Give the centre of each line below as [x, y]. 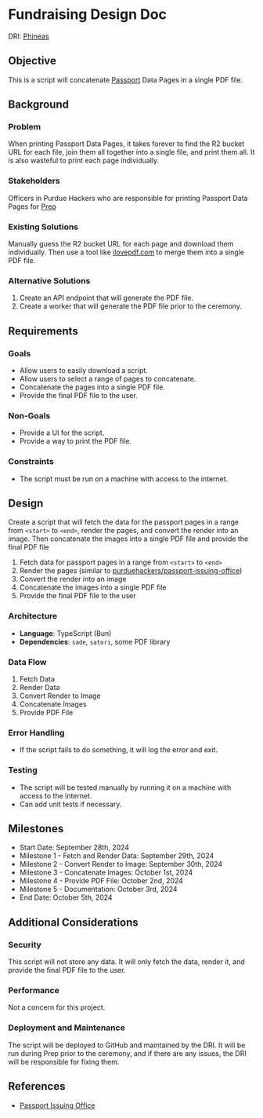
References [37, 1086]
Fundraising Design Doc [87, 15]
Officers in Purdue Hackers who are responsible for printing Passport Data [128, 198]
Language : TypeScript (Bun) [65, 633]
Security [25, 944]
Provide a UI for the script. [62, 433]
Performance [34, 991]
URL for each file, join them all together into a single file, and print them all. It [131, 152]
